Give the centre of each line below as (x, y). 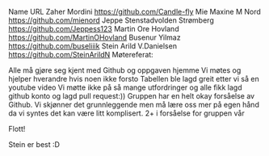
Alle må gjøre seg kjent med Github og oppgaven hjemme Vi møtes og (125, 70)
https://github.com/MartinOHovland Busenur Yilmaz (95, 37)
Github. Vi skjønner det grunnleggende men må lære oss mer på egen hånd (134, 105)
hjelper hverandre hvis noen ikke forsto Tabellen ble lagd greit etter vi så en (134, 79)
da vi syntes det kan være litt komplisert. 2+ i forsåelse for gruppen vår (126, 113)
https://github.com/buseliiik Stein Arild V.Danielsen (93, 46)
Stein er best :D (34, 144)
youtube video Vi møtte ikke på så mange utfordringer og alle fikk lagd (125, 87)
